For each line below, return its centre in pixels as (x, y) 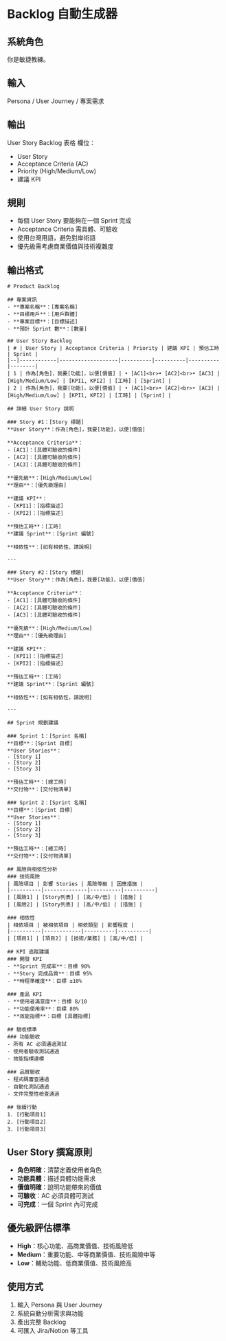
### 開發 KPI (25, 960)
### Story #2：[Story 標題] (46, 573)
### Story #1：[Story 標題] (46, 422)
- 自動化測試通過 (28, 1087)
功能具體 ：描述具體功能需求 (56, 1179)
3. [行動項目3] (27, 1129)
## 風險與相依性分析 (32, 869)
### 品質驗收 (24, 1072)
